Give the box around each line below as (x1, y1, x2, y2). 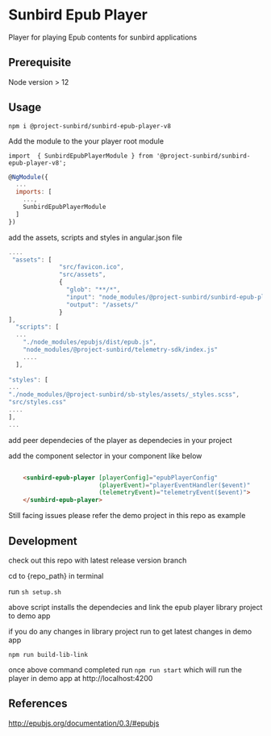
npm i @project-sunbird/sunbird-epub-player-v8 (8, 122, 172, 130)
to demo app (8, 611, 51, 621)
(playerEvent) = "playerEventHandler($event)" (98, 481, 251, 489)
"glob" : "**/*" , (65, 286, 121, 294)
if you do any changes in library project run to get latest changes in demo (8, 627, 252, 636)
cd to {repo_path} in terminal (8, 571, 104, 580)
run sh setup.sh (8, 587, 62, 596)
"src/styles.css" (8, 398, 67, 407)
